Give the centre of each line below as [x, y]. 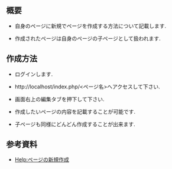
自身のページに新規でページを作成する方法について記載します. [90, 26]
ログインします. [34, 74]
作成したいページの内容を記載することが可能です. [75, 111]
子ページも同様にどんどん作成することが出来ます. [75, 124]
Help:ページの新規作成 [42, 160]
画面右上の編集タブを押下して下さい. [59, 99]
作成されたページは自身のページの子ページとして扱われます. [87, 38]
